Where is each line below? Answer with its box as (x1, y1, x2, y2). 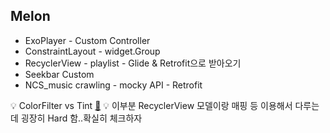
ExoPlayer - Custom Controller (24, 34, 151, 46)
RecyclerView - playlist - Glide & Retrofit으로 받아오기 (24, 57, 242, 69)
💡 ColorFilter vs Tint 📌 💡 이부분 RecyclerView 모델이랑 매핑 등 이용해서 (10, 99, 293, 111)
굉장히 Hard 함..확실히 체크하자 (20, 112, 143, 124)
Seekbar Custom (24, 68, 95, 80)
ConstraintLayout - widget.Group (24, 45, 161, 57)
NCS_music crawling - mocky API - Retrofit (24, 79, 203, 91)
